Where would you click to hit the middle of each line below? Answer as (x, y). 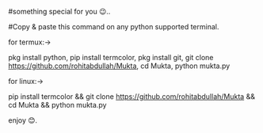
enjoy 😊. (23, 120)
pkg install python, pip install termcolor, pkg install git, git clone (111, 57)
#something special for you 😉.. (59, 11)
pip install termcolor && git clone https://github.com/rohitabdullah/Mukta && (132, 97)
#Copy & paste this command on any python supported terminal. (114, 27)
